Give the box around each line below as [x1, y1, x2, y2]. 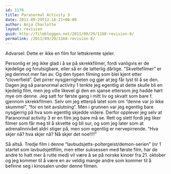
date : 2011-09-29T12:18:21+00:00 [5, 17, 77, 22]
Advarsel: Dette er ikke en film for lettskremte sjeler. [5, 50, 115, 56]
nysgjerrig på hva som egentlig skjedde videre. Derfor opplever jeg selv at [5, 109, 162, 115]
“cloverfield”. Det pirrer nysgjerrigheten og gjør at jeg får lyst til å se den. [5, 76, 159, 83]
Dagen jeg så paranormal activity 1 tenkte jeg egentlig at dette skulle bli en [5, 82, 163, 88]
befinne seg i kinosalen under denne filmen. [5, 163, 99, 169]
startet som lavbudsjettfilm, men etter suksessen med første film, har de [5, 146, 158, 152]
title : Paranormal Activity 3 [5, 12, 70, 17]
